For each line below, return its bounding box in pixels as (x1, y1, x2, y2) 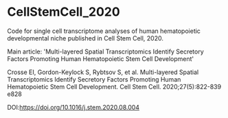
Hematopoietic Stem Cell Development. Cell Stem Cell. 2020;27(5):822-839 (7, 82, 222, 91)
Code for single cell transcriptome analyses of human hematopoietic (7, 27, 201, 35)
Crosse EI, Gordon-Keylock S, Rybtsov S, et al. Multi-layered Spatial (7, 68, 199, 76)
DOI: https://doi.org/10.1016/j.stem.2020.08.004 (7, 103, 139, 111)
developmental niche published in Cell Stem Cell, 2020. (7, 34, 163, 42)
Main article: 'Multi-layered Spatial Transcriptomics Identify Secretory (7, 47, 204, 56)
